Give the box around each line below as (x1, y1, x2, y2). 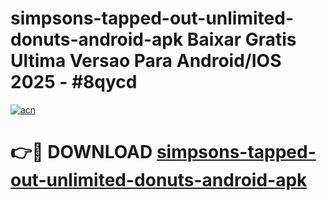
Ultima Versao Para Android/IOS (10, 50, 282, 72)
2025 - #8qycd (10, 71, 138, 94)
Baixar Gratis (186, 28, 297, 51)
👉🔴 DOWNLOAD (10, 141, 153, 164)
